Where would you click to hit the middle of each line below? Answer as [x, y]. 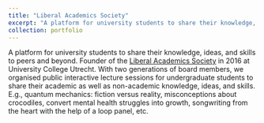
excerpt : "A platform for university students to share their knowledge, [132, 23]
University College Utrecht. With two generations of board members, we [126, 69]
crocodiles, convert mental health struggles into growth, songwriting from [128, 102]
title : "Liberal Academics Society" [68, 15]
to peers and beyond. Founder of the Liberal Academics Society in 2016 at [129, 61]
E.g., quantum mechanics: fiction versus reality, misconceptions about [123, 95]
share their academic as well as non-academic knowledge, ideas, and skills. [132, 86]
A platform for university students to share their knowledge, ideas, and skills [132, 53]
